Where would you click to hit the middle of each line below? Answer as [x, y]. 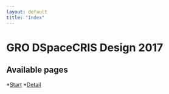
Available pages [37, 70]
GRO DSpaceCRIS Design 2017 [85, 48]
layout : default [27, 12]
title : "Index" [26, 18]
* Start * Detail [24, 84]
